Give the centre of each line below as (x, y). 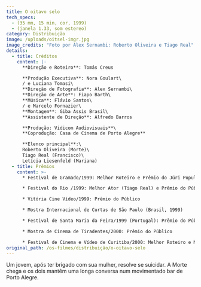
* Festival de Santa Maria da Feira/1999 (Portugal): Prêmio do (104, 221)
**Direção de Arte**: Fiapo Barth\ (66, 95)
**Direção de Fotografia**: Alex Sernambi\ (77, 89)
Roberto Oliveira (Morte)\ (56, 150)
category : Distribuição (36, 34)
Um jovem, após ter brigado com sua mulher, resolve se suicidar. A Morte (97, 265)
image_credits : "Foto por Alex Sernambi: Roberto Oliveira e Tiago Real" (100, 45)
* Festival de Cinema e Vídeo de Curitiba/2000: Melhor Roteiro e (106, 242)
